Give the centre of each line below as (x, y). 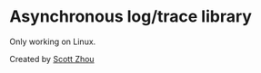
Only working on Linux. (53, 41)
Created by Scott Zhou (52, 59)
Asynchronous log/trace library (131, 17)
